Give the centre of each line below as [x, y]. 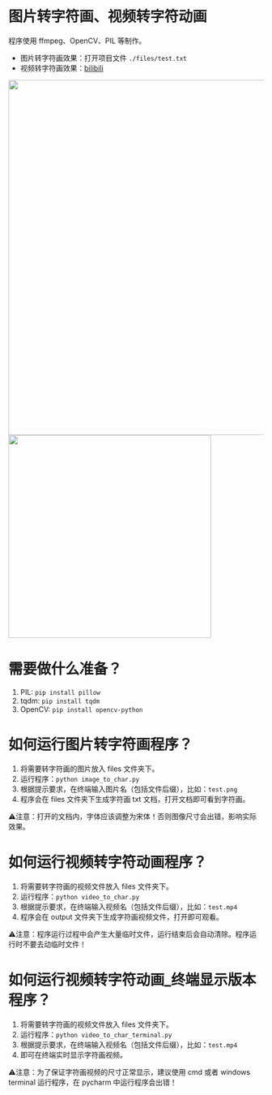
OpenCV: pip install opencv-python [81, 709]
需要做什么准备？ [66, 669]
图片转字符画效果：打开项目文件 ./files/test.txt [104, 58]
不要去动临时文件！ [54, 944]
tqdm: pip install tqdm [60, 701]
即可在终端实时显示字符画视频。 [73, 1054]
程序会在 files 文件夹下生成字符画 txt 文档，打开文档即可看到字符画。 [135, 799]
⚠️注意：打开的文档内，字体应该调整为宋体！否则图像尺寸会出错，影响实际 [133, 816]
